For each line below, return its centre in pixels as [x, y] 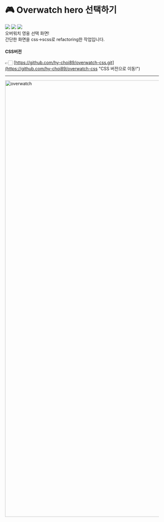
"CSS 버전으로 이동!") [119, 69]
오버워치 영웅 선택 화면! [27, 33]
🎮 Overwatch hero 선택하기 [61, 10]
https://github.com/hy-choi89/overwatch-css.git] [65, 63]
